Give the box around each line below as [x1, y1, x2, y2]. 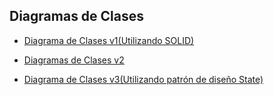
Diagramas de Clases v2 [23, 54, 125, 66]
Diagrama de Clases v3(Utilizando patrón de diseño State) [23, 73, 264, 85]
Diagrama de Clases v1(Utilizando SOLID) [23, 34, 195, 46]
